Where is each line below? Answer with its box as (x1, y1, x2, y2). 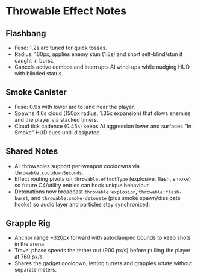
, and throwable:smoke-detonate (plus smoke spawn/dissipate (28, 194, 181, 201)
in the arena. (14, 240, 46, 248)
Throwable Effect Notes (5, 4, 127, 18)
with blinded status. (14, 70, 64, 77)
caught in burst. (14, 57, 54, 64)
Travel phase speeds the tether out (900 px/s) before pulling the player (14, 247, 191, 254)
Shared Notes (5, 146, 58, 157)
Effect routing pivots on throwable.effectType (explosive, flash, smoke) (14, 175, 191, 182)
